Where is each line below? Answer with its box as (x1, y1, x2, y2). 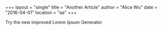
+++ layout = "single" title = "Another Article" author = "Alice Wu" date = (5, 4, 158, 10)
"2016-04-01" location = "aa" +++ (5, 9, 77, 15)
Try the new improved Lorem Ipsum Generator (5, 19, 102, 25)
